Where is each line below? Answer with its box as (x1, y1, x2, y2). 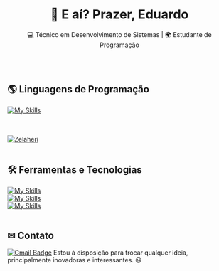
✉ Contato (7, 229, 55, 241)
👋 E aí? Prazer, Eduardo (50, 6, 189, 23)
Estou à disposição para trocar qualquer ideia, (53, 248, 188, 257)
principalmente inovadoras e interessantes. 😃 (7, 256, 142, 265)
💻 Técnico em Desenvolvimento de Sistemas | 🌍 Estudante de (27, 30, 212, 38)
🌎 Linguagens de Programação (7, 83, 149, 95)
